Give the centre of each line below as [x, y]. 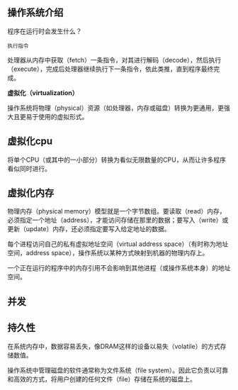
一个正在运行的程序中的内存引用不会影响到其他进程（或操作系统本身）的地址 [119, 268]
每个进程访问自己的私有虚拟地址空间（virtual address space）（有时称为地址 [118, 244]
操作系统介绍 [35, 13]
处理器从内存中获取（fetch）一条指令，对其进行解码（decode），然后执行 [114, 60]
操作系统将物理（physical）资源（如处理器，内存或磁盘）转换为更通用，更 [116, 108]
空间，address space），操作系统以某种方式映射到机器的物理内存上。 [108, 253]
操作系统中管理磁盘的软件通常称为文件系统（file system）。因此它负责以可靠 [118, 370]
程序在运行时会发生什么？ [45, 31]
